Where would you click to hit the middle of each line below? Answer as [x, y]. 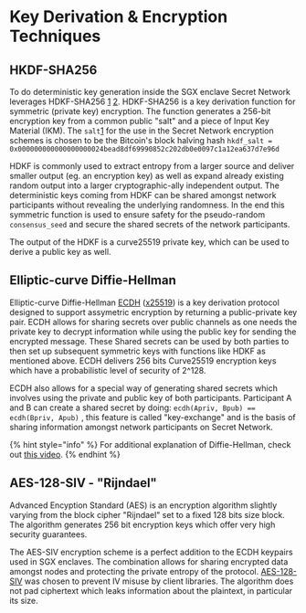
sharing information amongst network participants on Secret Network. [142, 427]
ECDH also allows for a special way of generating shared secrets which [144, 388]
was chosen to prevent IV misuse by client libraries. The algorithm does [159, 581]
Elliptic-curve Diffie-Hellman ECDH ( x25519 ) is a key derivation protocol [145, 302]
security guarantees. [48, 534]
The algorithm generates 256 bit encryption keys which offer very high [142, 524]
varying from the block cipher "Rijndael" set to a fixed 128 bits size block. [147, 514]
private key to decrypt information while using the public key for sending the [153, 332]
